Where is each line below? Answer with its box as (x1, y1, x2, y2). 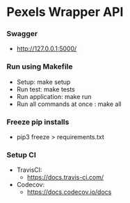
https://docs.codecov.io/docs (26, 188, 112, 196)
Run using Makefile (6, 62, 74, 71)
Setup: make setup (16, 78, 71, 86)
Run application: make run (16, 92, 92, 100)
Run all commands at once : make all (16, 100, 122, 108)
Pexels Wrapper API (6, 4, 124, 20)
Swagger (6, 29, 38, 39)
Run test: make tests (16, 85, 76, 94)
